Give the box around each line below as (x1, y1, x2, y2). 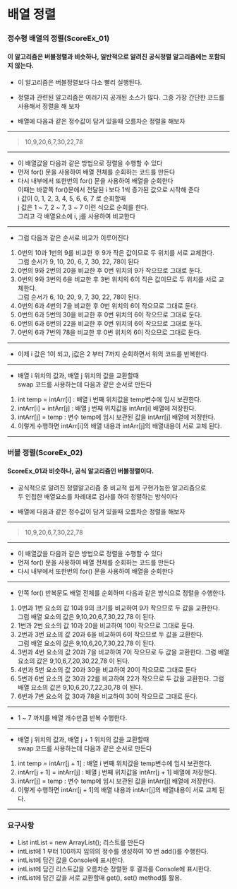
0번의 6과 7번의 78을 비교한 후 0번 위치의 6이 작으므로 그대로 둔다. (17, 328, 202, 336)
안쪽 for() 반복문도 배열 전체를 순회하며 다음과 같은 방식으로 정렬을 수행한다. (17, 589, 226, 597)
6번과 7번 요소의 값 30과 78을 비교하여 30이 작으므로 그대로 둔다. (17, 692, 198, 700)
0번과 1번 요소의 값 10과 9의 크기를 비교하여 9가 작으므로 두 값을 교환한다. (17, 604, 221, 612)
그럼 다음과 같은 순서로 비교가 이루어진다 (17, 234, 129, 242)
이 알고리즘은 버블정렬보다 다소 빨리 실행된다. (17, 78, 142, 87)
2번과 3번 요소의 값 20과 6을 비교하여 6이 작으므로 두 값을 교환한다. (17, 630, 205, 639)
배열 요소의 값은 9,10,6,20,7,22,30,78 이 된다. (17, 683, 143, 692)
